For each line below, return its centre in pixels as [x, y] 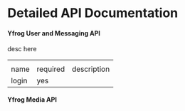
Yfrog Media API [32, 100]
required [51, 69]
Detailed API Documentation [93, 13]
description [91, 69]
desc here [22, 49]
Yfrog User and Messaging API [54, 33]
